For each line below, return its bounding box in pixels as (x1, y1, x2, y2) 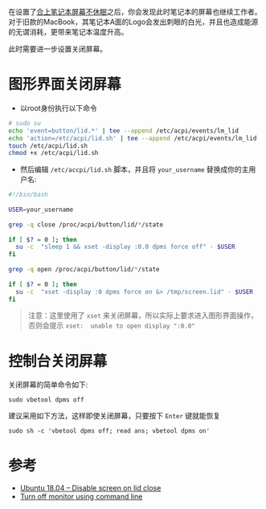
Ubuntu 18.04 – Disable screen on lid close (19, 483, 162, 493)
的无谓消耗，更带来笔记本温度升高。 (8, 27, 129, 36)
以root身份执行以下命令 (19, 103, 98, 112)
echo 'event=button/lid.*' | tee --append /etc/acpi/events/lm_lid (8, 127, 239, 135)
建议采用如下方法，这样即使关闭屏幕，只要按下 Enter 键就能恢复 (8, 411, 221, 421)
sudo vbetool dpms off (8, 396, 84, 404)
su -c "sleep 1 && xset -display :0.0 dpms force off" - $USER (15, 243, 235, 251)
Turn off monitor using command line (19, 492, 143, 502)
